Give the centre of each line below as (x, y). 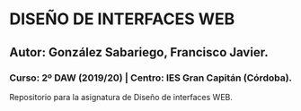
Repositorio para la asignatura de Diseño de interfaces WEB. (121, 97)
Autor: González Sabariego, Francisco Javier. (139, 52)
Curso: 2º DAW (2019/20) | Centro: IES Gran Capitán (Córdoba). (151, 78)
